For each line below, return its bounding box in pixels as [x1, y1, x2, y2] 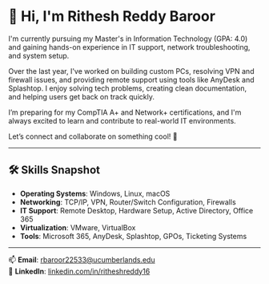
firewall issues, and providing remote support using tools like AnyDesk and [8, 75, 255, 84]
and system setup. [8, 51, 70, 60]
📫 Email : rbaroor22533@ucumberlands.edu [8, 254, 155, 264]
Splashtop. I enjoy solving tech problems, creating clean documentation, [8, 83, 247, 93]
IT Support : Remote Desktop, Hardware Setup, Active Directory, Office [19, 205, 254, 215]
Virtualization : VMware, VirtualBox [19, 222, 136, 232]
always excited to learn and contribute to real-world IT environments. [8, 116, 236, 125]
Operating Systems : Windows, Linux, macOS [19, 189, 171, 198]
